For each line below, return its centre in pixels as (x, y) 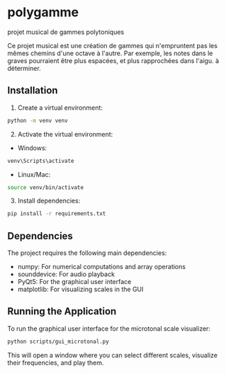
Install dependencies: (49, 201)
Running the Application (62, 311)
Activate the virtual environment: (65, 134)
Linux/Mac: (34, 174)
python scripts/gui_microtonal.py (58, 341)
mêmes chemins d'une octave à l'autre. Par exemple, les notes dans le (110, 53)
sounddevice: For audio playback (66, 274)
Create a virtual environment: (60, 108)
